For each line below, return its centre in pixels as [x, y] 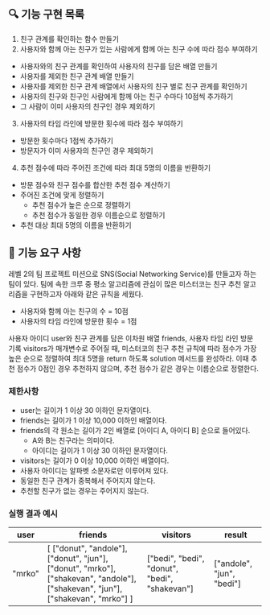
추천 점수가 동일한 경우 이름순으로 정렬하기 [99, 215]
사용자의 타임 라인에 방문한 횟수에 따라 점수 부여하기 [101, 123]
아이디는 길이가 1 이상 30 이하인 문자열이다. [100, 450]
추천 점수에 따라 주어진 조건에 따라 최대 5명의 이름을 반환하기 [115, 167]
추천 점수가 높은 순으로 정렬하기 [81, 204]
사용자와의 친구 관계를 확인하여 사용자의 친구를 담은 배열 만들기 [119, 66]
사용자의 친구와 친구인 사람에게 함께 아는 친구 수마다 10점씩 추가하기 [127, 96]
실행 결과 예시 [33, 514]
